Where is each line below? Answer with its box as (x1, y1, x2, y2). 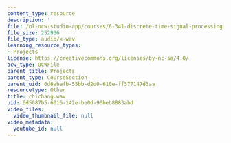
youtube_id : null (13, 125, 63, 132)
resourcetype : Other (7, 87, 67, 93)
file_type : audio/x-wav (7, 36, 76, 43)
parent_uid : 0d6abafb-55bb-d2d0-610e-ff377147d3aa (7, 80, 155, 87)
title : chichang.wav (7, 93, 67, 100)
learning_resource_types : (7, 42, 81, 49)
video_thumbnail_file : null (13, 112, 94, 119)
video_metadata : (7, 118, 54, 126)
